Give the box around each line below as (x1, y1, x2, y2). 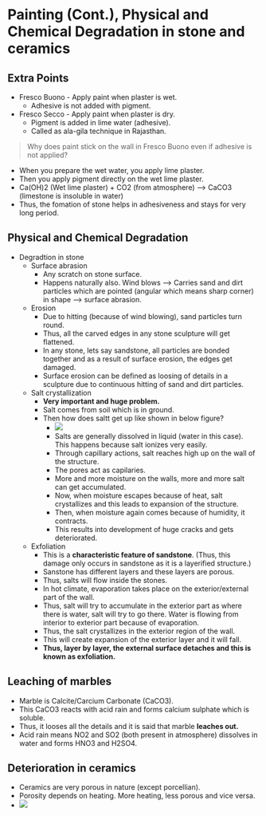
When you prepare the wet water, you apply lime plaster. (18, 166, 205, 175)
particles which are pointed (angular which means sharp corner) (42, 286, 254, 296)
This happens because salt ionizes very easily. (54, 440, 208, 449)
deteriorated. (54, 533, 98, 542)
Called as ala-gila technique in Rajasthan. (30, 126, 166, 136)
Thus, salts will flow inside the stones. (42, 575, 168, 585)
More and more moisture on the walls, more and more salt (54, 473, 244, 483)
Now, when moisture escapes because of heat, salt (54, 491, 223, 500)
